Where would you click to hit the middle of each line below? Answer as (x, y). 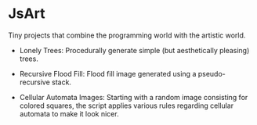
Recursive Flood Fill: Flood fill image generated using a (108, 73)
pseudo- (212, 73)
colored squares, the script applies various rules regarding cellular (126, 105)
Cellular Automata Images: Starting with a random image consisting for (134, 97)
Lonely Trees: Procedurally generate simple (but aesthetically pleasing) (134, 50)
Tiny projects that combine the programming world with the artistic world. (127, 35)
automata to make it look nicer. (69, 113)
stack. (62, 82)
